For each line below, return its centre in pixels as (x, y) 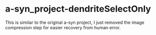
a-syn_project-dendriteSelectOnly (78, 9)
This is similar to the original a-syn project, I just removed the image (75, 22)
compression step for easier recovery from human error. (63, 27)
